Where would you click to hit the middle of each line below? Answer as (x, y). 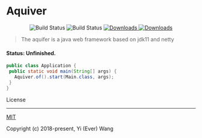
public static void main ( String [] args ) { (63, 71)
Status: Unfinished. (31, 53)
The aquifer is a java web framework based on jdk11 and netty (97, 39)
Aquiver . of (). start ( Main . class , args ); (64, 77)
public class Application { (41, 66)
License (16, 100)
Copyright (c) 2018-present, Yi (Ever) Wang (60, 128)
